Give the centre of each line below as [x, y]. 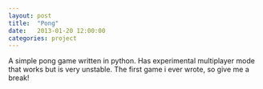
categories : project [43, 38]
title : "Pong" [34, 23]
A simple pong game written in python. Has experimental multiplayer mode [131, 61]
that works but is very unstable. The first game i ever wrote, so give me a [129, 70]
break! [19, 78]
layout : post [30, 16]
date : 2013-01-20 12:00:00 [57, 30]
